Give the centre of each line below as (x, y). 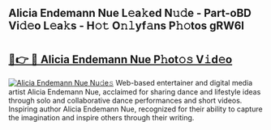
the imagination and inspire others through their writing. (101, 117)
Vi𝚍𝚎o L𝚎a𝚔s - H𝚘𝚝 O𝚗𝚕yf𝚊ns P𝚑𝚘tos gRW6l (127, 26)
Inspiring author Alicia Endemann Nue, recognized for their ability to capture (135, 109)
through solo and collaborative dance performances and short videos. (125, 101)
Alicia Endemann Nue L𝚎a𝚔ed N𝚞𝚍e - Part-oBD (130, 13)
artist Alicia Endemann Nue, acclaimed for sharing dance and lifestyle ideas (135, 92)
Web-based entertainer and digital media (184, 83)
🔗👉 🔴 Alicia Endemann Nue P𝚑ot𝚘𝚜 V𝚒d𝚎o (120, 59)
